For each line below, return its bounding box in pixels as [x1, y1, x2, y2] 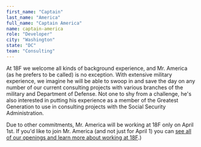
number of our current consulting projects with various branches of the [6, 84, 183, 91]
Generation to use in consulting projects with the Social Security [6, 103, 166, 110]
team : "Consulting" [6, 48, 56, 54]
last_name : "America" [6, 14, 61, 20]
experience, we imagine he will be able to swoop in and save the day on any [6, 77, 196, 84]
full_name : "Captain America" [6, 20, 83, 26]
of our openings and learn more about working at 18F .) [6, 134, 142, 141]
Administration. [6, 109, 44, 116]
